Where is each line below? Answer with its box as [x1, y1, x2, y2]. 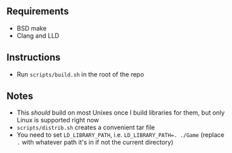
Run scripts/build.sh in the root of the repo [16, 70, 144, 79]
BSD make [16, 24, 47, 32]
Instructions [6, 51, 61, 63]
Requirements [6, 6, 69, 17]
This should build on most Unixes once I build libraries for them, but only [16, 108, 225, 117]
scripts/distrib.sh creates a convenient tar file [16, 123, 155, 131]
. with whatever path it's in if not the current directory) [16, 138, 173, 147]
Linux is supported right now [16, 116, 99, 124]
